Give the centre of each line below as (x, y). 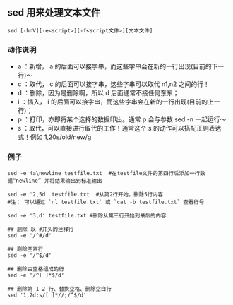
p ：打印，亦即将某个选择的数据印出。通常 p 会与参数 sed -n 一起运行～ (122, 119)
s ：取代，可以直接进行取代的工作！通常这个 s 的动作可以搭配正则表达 (119, 128)
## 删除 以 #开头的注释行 (41, 229)
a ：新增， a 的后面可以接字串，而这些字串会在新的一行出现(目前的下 (118, 66)
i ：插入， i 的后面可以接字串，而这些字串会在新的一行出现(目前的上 (115, 102)
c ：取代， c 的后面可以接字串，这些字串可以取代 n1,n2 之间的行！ (113, 84)
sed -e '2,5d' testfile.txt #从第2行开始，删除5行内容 (85, 195)
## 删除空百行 (25, 249)
